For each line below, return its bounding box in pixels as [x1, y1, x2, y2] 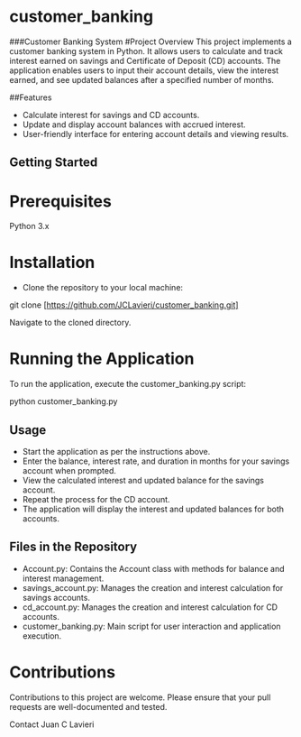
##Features [9, 92, 52, 103]
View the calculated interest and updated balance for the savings [22, 474, 264, 485]
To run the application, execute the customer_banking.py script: [9, 379, 246, 390]
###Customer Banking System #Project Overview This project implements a [9, 36, 293, 47]
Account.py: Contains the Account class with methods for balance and [22, 563, 286, 574]
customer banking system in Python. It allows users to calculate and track [9, 45, 284, 56]
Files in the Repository [9, 539, 138, 555]
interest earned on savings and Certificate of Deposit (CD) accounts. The [9, 55, 281, 66]
